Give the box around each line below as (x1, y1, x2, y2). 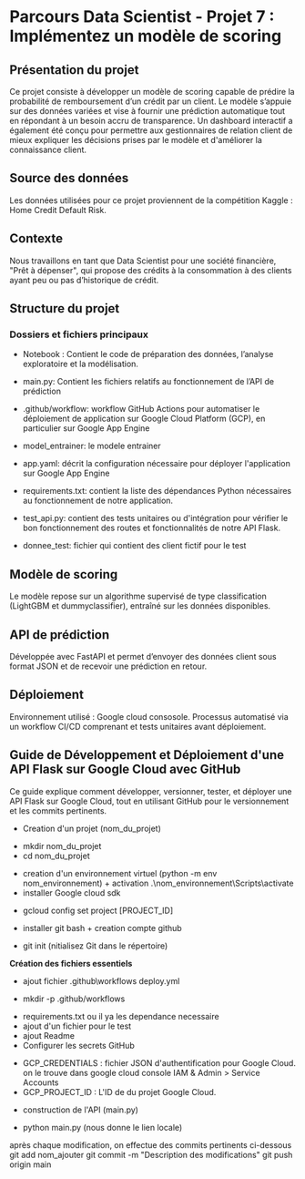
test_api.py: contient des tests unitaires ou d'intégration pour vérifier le (22, 513, 289, 524)
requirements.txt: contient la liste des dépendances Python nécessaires (22, 486, 292, 497)
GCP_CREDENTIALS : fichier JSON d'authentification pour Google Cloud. (22, 1057, 296, 1068)
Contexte (9, 231, 64, 247)
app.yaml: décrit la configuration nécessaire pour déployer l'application (22, 458, 291, 469)
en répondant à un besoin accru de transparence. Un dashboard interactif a (9, 116, 293, 126)
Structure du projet (9, 301, 120, 316)
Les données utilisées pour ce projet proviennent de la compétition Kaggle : (9, 194, 293, 206)
